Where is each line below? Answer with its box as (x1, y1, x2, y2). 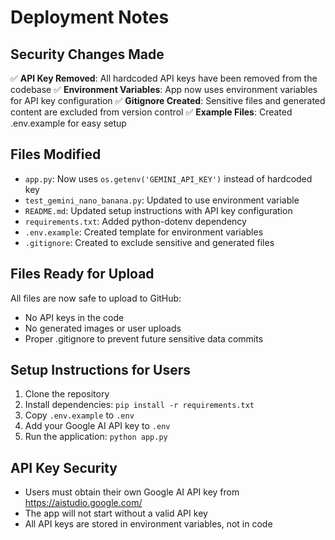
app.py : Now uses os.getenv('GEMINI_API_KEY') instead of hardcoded (24, 172, 313, 185)
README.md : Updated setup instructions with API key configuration (24, 204, 293, 216)
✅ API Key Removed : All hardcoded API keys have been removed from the (10, 72, 318, 84)
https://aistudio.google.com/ (24, 497, 143, 509)
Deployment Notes (10, 6, 170, 29)
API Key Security (10, 459, 118, 476)
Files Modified (10, 146, 102, 163)
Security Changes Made (10, 46, 165, 63)
